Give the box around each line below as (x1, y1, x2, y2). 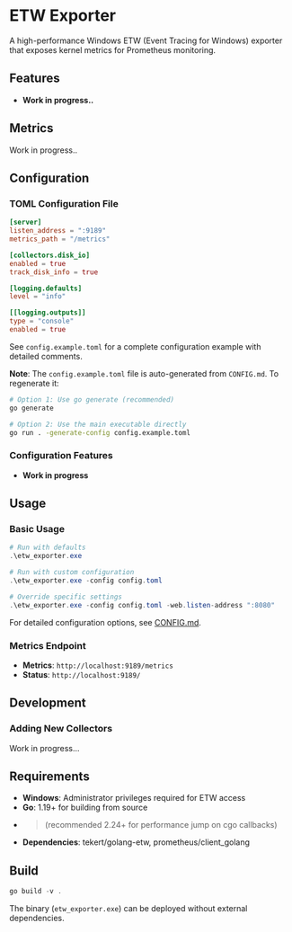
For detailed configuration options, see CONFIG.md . (9, 617, 202, 627)
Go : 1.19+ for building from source (22, 802, 148, 813)
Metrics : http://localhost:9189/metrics (22, 660, 173, 670)
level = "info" (9, 292, 66, 301)
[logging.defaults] (9, 284, 83, 293)
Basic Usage (9, 522, 66, 535)
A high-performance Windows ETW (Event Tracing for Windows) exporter (9, 35, 283, 46)
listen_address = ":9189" (9, 226, 106, 235)
